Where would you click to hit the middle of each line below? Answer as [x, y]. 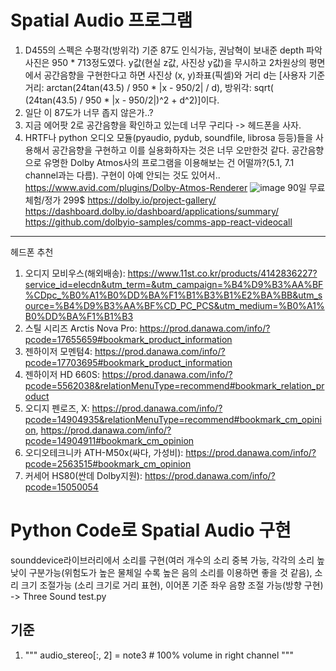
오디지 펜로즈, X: [57, 408]
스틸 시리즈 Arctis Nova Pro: [81, 328]
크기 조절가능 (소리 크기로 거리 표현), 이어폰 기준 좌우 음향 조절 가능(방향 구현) [172, 585]
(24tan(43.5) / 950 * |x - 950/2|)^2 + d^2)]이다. [122, 100]
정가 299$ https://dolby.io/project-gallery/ [130, 200]
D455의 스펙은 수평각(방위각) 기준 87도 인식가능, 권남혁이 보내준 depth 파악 [173, 50]
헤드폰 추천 [32, 252]
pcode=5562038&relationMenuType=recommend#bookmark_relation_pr [174, 385]
